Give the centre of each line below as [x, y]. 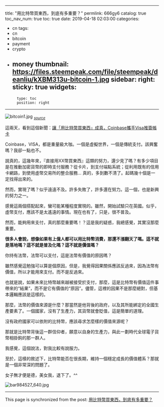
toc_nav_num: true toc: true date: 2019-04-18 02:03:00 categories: [72, 19]
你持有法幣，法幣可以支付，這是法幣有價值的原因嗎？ [59, 255]
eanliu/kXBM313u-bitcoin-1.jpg [61, 79]
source [40, 118]
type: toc [27, 98]
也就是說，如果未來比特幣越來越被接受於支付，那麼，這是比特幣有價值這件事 [82, 282]
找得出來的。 [22, 179]
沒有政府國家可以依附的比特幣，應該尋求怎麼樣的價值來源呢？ [67, 321]
